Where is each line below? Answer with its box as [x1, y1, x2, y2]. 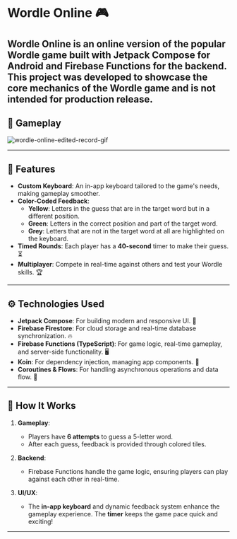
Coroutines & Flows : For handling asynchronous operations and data [17, 365, 219, 374]
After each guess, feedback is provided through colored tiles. [28, 439, 207, 448]
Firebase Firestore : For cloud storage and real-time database [17, 324, 196, 332]
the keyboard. [28, 234, 69, 243]
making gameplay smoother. [17, 190, 100, 198]
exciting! [28, 517, 54, 526]
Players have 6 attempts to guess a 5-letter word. [28, 432, 174, 441]
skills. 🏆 [17, 268, 43, 277]
